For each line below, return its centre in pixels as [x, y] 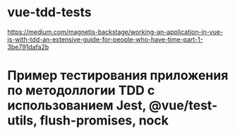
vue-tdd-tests [49, 12]
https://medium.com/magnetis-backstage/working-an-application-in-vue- [115, 32]
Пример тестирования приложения [118, 76]
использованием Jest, [77, 106]
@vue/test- [183, 106]
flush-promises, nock [104, 121]
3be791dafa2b [28, 47]
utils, [22, 121]
